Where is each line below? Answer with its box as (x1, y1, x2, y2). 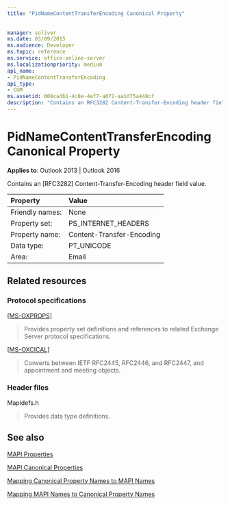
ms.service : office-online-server (7, 55, 106, 62)
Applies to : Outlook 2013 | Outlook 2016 (7, 166, 120, 174)
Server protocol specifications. (23, 332, 112, 340)
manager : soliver (7, 29, 57, 36)
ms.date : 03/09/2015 (7, 36, 66, 43)
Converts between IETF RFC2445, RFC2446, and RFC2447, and (23, 358, 204, 367)
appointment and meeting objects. (23, 366, 121, 374)
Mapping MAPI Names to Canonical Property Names (7, 490, 155, 498)
